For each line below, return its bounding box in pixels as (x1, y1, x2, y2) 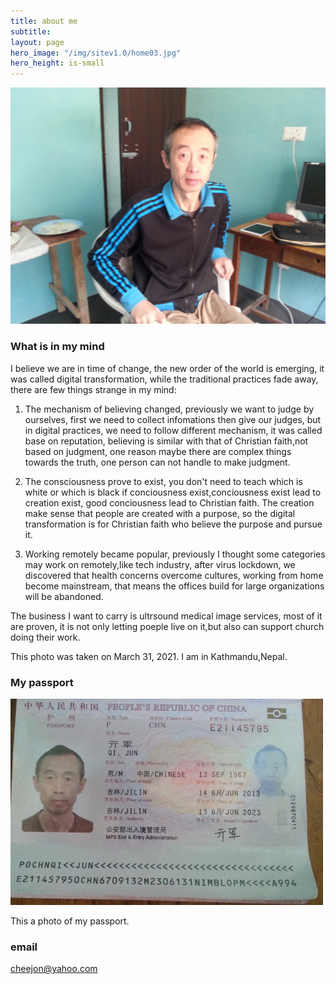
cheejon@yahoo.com (10, 963, 98, 975)
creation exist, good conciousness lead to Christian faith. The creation (24, 496, 315, 509)
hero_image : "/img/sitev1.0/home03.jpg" (10, 48, 182, 58)
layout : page (10, 37, 65, 47)
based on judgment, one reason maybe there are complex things (24, 445, 292, 457)
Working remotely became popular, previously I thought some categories (24, 548, 326, 560)
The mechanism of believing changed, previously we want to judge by (24, 403, 315, 415)
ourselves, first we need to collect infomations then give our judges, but (24, 413, 322, 425)
